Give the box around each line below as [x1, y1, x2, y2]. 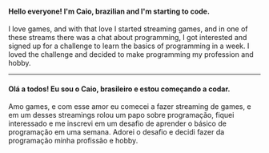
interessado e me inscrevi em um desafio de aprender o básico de [8, 119, 227, 128]
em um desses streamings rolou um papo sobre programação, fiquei [8, 111, 235, 120]
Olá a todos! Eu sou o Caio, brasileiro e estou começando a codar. [8, 84, 231, 94]
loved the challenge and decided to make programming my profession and [8, 50, 254, 59]
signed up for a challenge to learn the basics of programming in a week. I [8, 41, 250, 51]
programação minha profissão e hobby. [8, 136, 139, 146]
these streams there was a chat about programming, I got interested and [8, 33, 247, 42]
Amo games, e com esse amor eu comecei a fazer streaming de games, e [8, 102, 251, 111]
